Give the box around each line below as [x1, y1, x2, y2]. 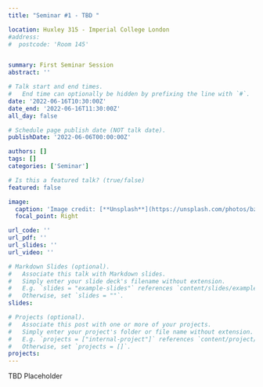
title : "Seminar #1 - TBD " [8, 11, 100, 20]
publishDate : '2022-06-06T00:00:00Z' [8, 133, 131, 141]
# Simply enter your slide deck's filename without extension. [8, 277, 225, 285]
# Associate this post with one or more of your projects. [8, 320, 212, 328]
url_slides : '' [8, 241, 58, 249]
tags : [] [8, 155, 37, 163]
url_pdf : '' [8, 234, 47, 242]
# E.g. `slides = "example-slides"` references [8, 284, 174, 293]
